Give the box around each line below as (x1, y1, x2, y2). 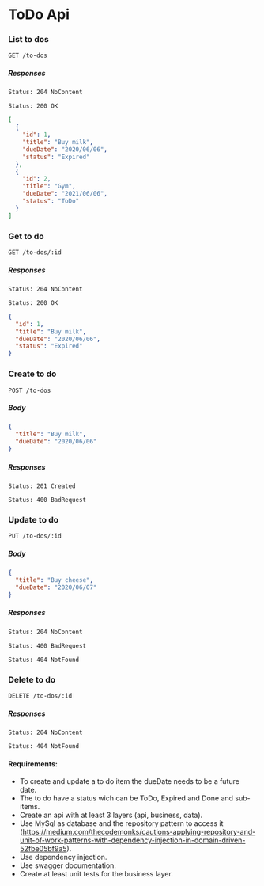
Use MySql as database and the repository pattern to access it (19, 819, 224, 828)
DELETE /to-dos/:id (8, 691, 73, 700)
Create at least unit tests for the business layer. (19, 869, 174, 879)
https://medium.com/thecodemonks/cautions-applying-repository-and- (22, 827, 256, 837)
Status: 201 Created (8, 481, 77, 490)
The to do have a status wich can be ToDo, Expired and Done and (19, 793, 234, 803)
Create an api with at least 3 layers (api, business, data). (19, 810, 203, 820)
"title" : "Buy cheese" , (15, 576, 93, 584)
